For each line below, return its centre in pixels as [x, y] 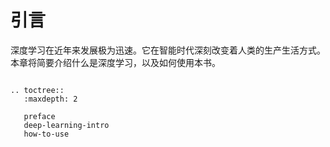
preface [39, 116]
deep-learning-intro [66, 125]
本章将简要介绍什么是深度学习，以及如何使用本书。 [115, 62]
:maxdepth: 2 [50, 99]
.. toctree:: [37, 90]
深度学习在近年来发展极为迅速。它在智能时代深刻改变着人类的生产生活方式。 [168, 50]
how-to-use [46, 134]
